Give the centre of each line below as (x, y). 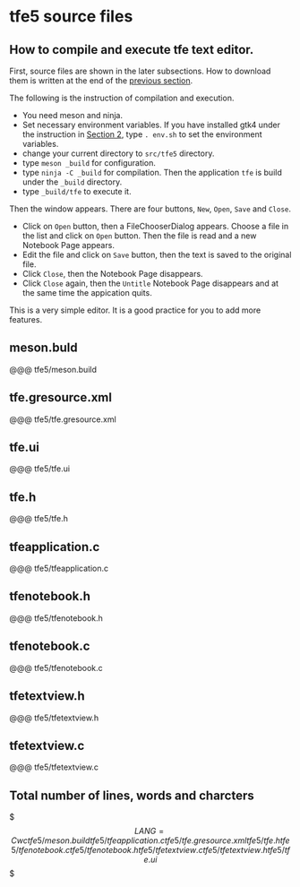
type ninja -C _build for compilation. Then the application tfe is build (152, 172)
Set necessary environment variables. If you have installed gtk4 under (151, 125)
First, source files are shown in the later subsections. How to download (140, 71)
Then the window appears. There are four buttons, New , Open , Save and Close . (150, 209)
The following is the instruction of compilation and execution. (122, 98)
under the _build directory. (72, 182)
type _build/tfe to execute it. (77, 191)
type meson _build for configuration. (89, 163)
